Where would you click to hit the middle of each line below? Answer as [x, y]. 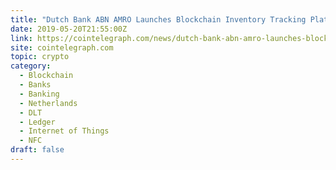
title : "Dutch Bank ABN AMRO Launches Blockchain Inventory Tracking [158, 19]
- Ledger [37, 122]
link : [21, 38]
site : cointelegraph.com [62, 47]
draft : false [37, 150]
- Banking [39, 94]
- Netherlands [48, 103]
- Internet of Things [64, 131]
